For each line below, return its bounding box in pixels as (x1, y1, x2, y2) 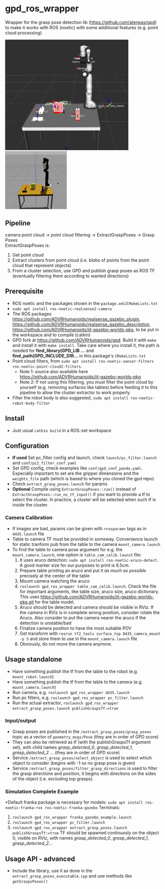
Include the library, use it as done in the (12, 867, 93, 874)
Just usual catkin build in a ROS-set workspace (12, 427, 112, 433)
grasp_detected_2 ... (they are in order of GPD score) (12, 749, 120, 755)
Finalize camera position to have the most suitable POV (19, 625, 132, 631)
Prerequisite (5, 287, 44, 296)
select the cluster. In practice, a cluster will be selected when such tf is (12, 497, 156, 502)
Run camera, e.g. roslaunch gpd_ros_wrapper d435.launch (12, 689, 130, 695)
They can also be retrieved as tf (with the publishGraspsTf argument (12, 739, 151, 745)
